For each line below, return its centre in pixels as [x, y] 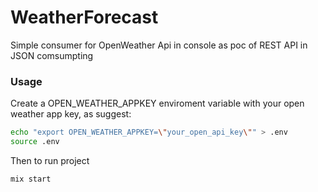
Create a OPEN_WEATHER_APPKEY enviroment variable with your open [157, 103]
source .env [35, 142]
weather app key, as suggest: [71, 114]
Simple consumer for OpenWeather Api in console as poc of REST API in [159, 45]
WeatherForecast [84, 17]
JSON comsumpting [52, 55]
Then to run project [50, 160]
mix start [31, 179]
